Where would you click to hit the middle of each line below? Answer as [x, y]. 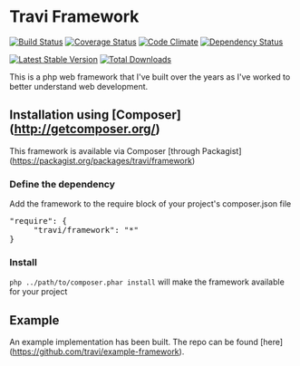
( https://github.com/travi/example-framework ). [97, 352]
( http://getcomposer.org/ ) [85, 129]
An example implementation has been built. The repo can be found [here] [146, 342]
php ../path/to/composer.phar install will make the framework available [147, 282]
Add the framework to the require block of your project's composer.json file [150, 204]
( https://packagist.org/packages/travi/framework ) [102, 160]
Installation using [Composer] [95, 115]
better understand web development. [79, 86]
